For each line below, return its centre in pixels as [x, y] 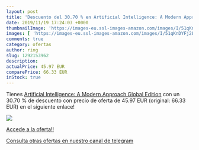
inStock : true [24, 77]
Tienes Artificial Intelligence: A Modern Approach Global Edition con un [93, 94]
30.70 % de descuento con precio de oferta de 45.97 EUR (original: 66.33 [96, 100]
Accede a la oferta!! [30, 129]
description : [22, 61]
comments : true [25, 39]
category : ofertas [29, 45]
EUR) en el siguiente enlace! [41, 107]
